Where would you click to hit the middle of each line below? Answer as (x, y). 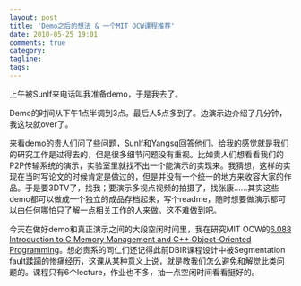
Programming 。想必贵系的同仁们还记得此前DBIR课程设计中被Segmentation (147, 249)
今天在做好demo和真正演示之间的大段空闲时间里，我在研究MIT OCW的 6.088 (150, 229)
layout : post (34, 17)
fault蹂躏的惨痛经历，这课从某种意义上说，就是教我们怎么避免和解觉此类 (143, 261)
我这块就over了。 (41, 124)
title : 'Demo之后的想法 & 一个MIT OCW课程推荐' (92, 26)
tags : (19, 68)
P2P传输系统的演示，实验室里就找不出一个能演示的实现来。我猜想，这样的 (146, 165)
